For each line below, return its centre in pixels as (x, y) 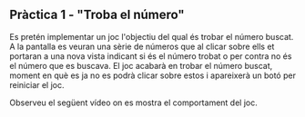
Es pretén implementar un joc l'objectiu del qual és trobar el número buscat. (152, 36)
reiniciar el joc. (37, 84)
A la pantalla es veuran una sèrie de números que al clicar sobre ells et (142, 46)
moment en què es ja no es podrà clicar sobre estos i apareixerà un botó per (152, 75)
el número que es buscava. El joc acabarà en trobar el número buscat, (141, 65)
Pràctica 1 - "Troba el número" (97, 15)
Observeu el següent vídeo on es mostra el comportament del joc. (133, 102)
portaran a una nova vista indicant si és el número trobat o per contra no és (151, 56)
